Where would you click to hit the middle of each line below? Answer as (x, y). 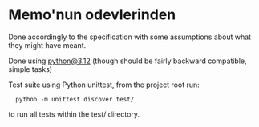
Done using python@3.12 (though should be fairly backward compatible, (127, 61)
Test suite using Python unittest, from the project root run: (104, 85)
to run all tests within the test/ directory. (74, 114)
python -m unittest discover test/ (75, 99)
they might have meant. (47, 45)
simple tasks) (30, 69)
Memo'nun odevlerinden (92, 15)
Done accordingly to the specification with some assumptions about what (129, 37)
